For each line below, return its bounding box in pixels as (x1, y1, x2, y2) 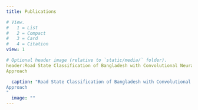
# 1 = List (6, 25, 38, 31)
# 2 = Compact (6, 30, 46, 36)
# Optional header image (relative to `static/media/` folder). (6, 57, 167, 63)
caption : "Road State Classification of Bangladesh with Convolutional (11, 79, 192, 85)
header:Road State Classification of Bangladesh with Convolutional (6, 62, 178, 68)
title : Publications (6, 8, 57, 15)
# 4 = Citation (6, 41, 49, 47)
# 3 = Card (6, 36, 38, 42)
